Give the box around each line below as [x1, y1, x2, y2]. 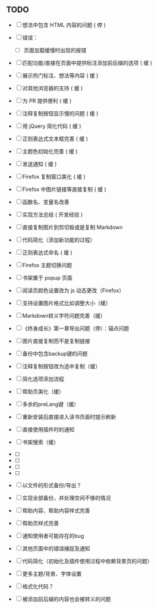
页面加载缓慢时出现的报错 [23, 46, 87, 54]
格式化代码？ [22, 582, 54, 590]
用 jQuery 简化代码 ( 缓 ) [22, 122, 81, 130]
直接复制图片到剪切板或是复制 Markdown [22, 223, 123, 231]
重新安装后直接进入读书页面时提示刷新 [22, 413, 116, 420]
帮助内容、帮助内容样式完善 [22, 507, 90, 514]
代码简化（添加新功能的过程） [22, 236, 96, 243]
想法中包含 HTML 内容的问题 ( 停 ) [22, 21, 106, 29]
